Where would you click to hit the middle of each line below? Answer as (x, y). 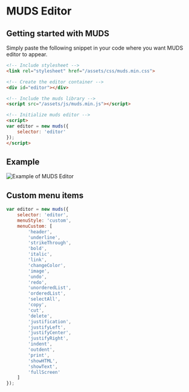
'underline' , (44, 237)
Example (23, 162)
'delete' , (40, 316)
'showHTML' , (43, 361)
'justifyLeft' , (47, 327)
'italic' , (40, 254)
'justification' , (50, 321)
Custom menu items (45, 195)
